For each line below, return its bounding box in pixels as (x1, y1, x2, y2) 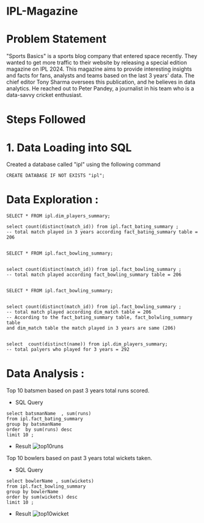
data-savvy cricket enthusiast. (6, 92, 83, 99)
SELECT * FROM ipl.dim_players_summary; (6, 213, 111, 219)
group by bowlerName (6, 489, 59, 495)
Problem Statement (6, 32, 107, 46)
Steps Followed (6, 113, 86, 126)
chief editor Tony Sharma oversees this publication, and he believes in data (6, 78, 195, 86)
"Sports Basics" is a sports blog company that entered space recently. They (6, 52, 197, 60)
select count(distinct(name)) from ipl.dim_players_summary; (6, 341, 168, 347)
